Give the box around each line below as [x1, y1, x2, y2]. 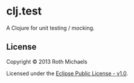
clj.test [6, 4, 42, 18]
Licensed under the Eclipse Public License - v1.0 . [6, 70, 129, 77]
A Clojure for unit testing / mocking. [6, 24, 95, 32]
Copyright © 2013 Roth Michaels [6, 58, 88, 65]
